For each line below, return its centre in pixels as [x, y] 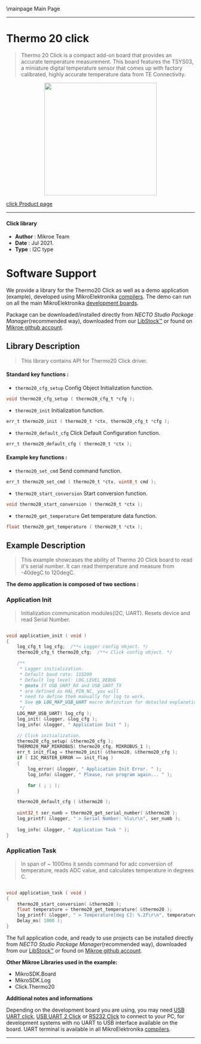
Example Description [46, 545]
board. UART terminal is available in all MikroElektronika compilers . [89, 1029]
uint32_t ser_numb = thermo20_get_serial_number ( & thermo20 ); [98, 813]
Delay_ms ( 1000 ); [40, 921]
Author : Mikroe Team [42, 237]
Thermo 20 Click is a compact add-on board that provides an [96, 55]
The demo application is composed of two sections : [73, 584]
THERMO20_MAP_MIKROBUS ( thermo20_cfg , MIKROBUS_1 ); [84, 747]
